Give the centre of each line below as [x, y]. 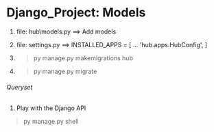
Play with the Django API [51, 108]
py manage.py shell [51, 122]
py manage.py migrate [65, 71]
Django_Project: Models [76, 13]
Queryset [20, 87]
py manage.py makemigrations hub [83, 58]
